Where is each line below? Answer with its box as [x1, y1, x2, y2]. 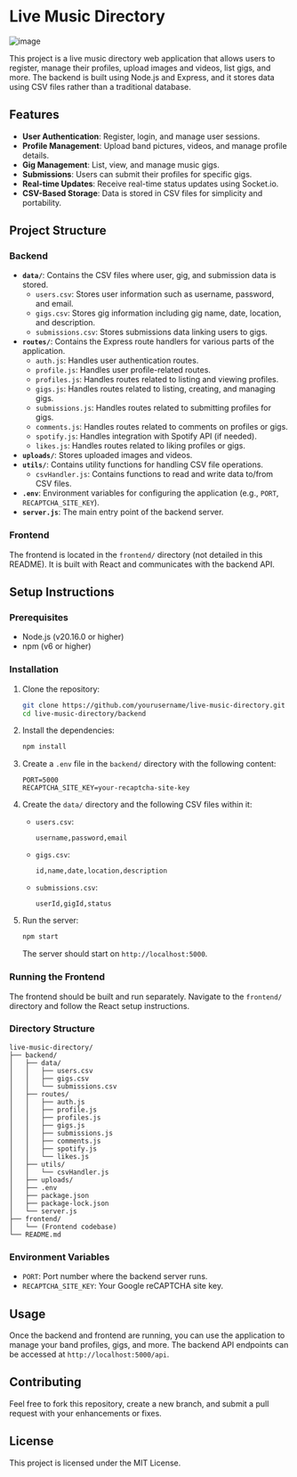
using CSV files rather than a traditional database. [9, 81, 191, 92]
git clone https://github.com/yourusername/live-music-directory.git [21, 701, 286, 710]
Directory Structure [9, 1022, 95, 1035]
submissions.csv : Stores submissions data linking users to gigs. [35, 327, 269, 338]
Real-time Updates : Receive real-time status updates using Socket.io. [21, 178, 279, 189]
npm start [21, 932, 60, 941]
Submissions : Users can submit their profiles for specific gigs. [21, 168, 253, 179]
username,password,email [35, 833, 128, 843]
